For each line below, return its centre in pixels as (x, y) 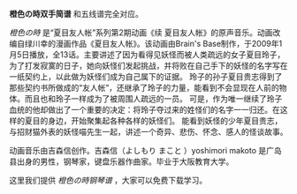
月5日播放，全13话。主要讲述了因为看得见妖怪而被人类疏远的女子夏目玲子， (147, 55)
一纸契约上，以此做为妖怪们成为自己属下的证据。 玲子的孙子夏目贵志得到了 (146, 77)
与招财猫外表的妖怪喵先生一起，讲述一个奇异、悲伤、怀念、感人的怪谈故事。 (148, 132)
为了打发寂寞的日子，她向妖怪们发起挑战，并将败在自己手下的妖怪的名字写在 (148, 66)
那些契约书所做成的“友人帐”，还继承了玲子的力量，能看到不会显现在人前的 (145, 88)
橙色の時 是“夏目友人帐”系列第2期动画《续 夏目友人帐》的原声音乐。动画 (141, 33)
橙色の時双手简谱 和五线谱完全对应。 (76, 14)
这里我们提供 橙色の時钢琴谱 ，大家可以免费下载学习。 (108, 180)
